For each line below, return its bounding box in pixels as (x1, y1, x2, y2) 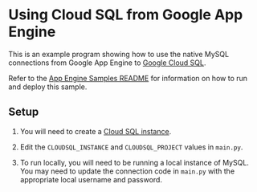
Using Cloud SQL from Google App (8, 6, 243, 24)
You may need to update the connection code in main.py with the (19, 166, 235, 176)
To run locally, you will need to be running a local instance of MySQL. (19, 157, 249, 167)
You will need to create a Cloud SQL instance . (19, 126, 172, 136)
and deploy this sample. (8, 82, 88, 92)
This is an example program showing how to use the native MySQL (8, 49, 230, 59)
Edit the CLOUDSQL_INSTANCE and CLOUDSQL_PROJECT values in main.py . (19, 142, 243, 152)
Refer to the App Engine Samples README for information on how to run (8, 73, 247, 83)
